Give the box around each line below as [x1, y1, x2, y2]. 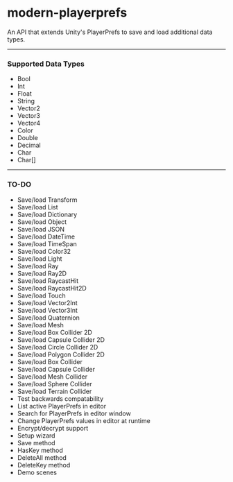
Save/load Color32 [17, 247, 71, 255]
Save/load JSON [17, 225, 64, 233]
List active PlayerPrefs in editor [17, 402, 106, 410]
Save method [17, 438, 55, 447]
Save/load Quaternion [17, 313, 80, 322]
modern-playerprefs [7, 5, 128, 21]
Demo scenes [17, 468, 58, 476]
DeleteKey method [17, 461, 71, 469]
